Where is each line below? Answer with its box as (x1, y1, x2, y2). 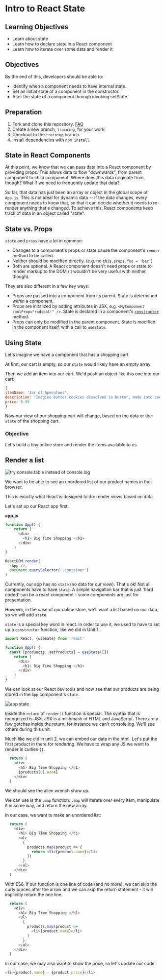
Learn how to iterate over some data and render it (12, 46, 113, 52)
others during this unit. (5, 726, 51, 732)
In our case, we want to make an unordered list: (5, 812, 102, 818)
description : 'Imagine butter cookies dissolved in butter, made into (5, 394, 153, 400)
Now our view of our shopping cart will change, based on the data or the (5, 413, 152, 419)
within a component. (12, 298, 54, 304)
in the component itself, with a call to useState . (12, 324, 107, 330)
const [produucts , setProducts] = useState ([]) (9, 650, 109, 655)
